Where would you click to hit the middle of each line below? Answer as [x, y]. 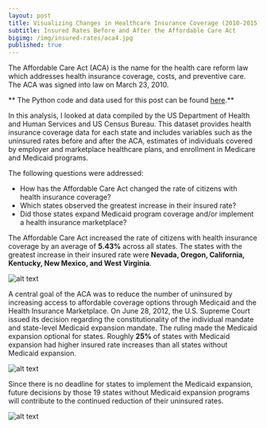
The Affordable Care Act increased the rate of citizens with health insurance [133, 238]
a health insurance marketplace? [73, 223]
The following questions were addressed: [76, 173]
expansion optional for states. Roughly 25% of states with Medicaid [119, 337]
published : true [35, 45]
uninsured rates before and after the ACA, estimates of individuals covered [130, 141]
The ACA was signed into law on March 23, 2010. [89, 85]
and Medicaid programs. [48, 158]
